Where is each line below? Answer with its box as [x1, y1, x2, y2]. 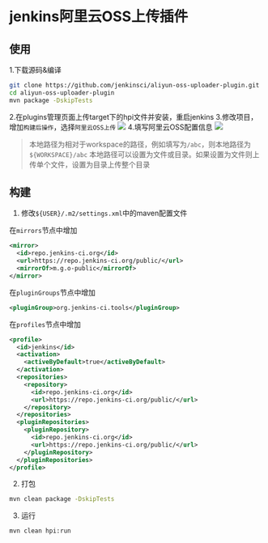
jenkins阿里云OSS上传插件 [9, 7, 189, 26]
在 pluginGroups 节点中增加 [9, 287, 96, 297]
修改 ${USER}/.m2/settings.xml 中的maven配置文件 [20, 208, 188, 218]
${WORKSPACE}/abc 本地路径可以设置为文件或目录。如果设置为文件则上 [28, 149, 260, 159]
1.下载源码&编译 [9, 66, 62, 74]
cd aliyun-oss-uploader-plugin [9, 88, 115, 97]
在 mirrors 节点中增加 [9, 226, 78, 235]
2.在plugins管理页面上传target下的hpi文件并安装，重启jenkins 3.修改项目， [9, 112, 258, 121]
